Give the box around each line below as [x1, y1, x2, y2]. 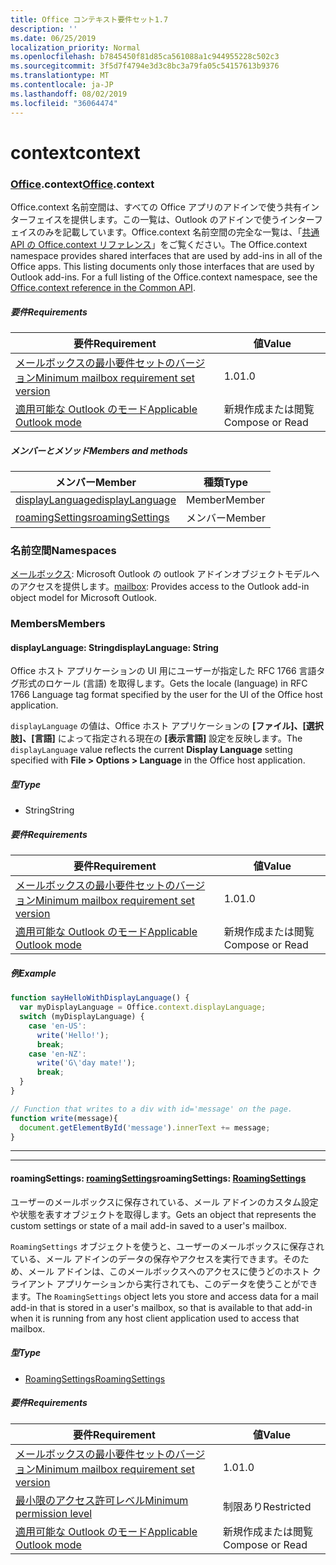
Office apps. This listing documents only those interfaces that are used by [10, 260, 315, 272]
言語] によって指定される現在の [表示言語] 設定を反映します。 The [34, 732, 303, 745]
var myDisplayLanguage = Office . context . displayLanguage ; [19, 1002, 267, 1013]
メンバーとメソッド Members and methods [10, 444, 188, 456]
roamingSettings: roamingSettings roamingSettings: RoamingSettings [10, 1172, 307, 1184]
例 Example [10, 967, 57, 979]
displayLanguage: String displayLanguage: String [10, 641, 219, 653]
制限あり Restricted [222, 1499, 312, 1513]
